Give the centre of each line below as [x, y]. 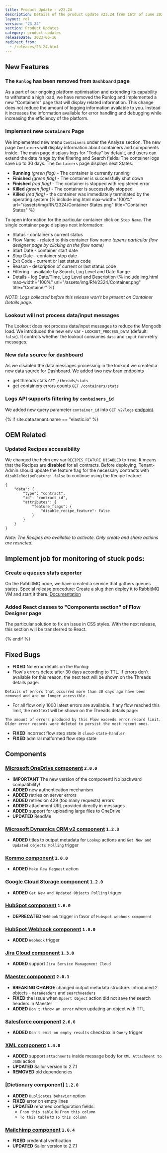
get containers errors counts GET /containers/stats [66, 386]
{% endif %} [18, 639]
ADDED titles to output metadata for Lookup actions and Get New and [82, 839]
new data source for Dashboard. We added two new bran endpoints [75, 371]
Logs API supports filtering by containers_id [60, 399]
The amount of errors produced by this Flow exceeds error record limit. [83, 720]
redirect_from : [21, 42]
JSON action [24, 1061]
